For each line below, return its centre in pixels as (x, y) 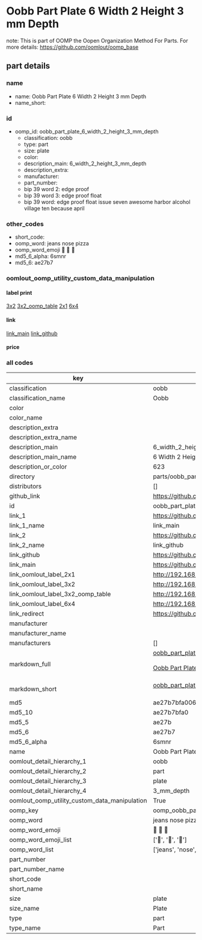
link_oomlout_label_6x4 (42, 604)
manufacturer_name (38, 633)
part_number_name (37, 869)
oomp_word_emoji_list (41, 840)
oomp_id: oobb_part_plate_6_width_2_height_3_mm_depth (87, 131)
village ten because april (54, 208)
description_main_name (43, 457)
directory (22, 476)
